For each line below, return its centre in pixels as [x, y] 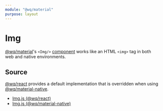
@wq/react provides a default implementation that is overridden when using [82, 84]
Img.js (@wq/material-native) [41, 104]
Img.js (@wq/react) [32, 98]
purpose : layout [22, 14]
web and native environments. [35, 57]
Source [16, 72]
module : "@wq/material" [29, 9]
